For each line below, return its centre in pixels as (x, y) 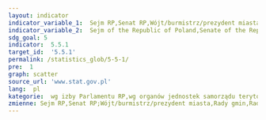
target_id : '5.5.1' (42, 52)
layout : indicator (38, 15)
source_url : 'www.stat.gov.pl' (60, 81)
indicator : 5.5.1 (38, 45)
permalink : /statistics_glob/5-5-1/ (68, 60)
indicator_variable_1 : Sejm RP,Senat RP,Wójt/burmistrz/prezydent (122, 23)
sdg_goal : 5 (28, 37)
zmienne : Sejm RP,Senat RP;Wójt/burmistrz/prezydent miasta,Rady (118, 103)
